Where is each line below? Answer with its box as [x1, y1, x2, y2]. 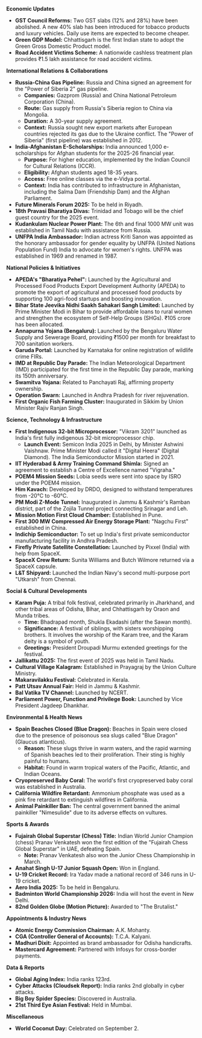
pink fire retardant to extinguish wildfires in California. [14, 796, 149, 803]
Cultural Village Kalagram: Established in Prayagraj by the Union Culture [14, 664, 197, 670]
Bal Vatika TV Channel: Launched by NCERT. [14, 689, 128, 696]
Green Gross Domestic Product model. [14, 42, 112, 50]
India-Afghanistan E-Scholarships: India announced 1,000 [14, 143, 162, 150]
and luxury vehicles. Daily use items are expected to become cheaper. [14, 30, 190, 37]
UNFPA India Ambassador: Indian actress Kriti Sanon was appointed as [14, 233, 194, 240]
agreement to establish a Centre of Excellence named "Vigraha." [14, 466, 175, 474]
